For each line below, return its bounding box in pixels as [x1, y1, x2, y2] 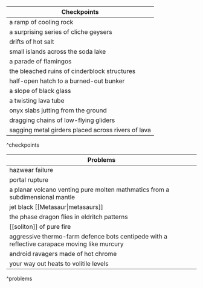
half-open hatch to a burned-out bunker [9, 77, 125, 85]
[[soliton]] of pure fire [9, 223, 71, 231]
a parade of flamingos [9, 57, 72, 65]
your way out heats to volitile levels [9, 260, 109, 267]
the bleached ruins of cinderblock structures [9, 67, 136, 75]
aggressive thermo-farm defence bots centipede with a [9, 232, 168, 240]
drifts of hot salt [9, 37, 54, 46]
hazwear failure [9, 166, 53, 174]
